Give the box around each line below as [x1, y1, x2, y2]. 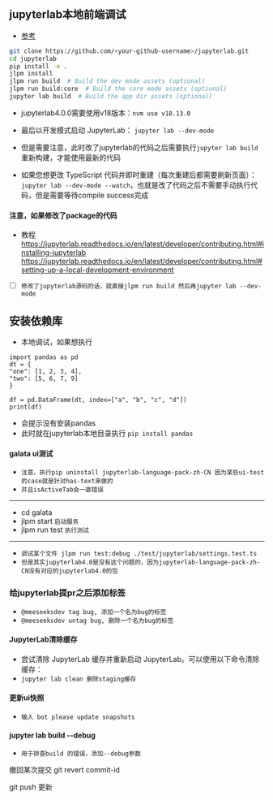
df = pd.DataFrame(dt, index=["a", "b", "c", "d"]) [9, 396, 187, 404]
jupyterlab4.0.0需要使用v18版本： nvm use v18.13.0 [20, 108, 191, 118]
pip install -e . [9, 62, 68, 71]
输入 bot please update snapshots [20, 713, 136, 721]
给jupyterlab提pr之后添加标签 [9, 587, 126, 599]
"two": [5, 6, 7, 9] [9, 374, 79, 383]
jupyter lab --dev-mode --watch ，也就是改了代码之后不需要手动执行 [20, 179, 251, 189]
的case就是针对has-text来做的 [20, 478, 113, 486]
